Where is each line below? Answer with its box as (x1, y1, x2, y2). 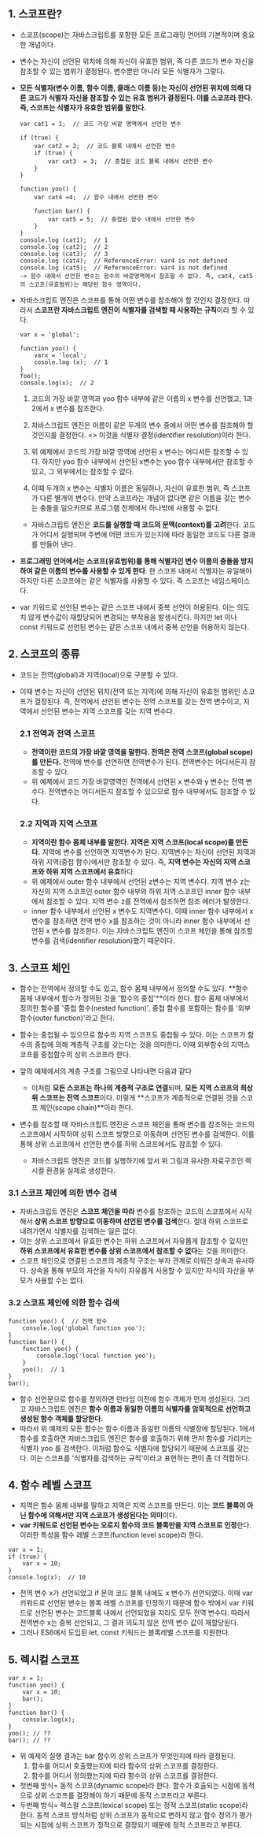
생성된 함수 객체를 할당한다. (19, 1413, 104, 1423)
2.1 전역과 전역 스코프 (19, 728, 96, 739)
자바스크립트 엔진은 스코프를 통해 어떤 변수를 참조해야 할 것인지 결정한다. (19, 295, 242, 305)
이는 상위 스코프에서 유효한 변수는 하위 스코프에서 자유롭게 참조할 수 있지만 (19, 1236, 249, 1246)
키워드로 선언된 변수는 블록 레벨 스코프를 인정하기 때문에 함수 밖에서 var (19, 1598, 240, 1608)
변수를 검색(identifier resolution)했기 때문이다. (31, 936, 175, 945)
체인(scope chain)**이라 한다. (39, 1103, 134, 1112)
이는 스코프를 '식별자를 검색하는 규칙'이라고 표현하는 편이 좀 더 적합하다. (30, 1453, 250, 1463)
